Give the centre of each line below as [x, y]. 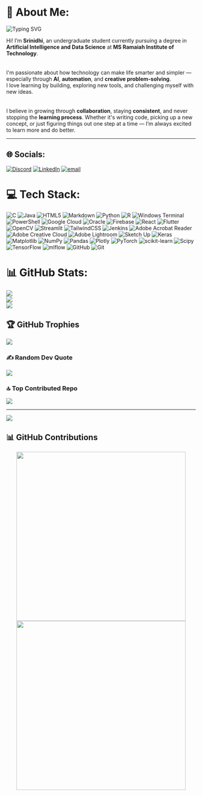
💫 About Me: [38, 12]
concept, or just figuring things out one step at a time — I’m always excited [99, 123]
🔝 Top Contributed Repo [42, 388]
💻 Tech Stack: [43, 194]
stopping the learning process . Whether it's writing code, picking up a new [99, 117]
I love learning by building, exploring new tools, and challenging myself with [100, 85]
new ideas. [20, 91]
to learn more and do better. [41, 130]
